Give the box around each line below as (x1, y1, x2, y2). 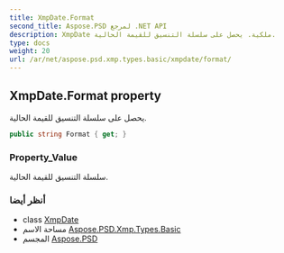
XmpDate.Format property (9, 88, 162, 104)
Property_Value (9, 150, 78, 163)
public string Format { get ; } (9, 130, 127, 139)
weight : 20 (9, 47, 50, 56)
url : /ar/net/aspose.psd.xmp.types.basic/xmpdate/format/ (9, 55, 232, 64)
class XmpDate (22, 214, 79, 225)
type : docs (9, 38, 50, 48)
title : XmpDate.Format (9, 13, 95, 23)
